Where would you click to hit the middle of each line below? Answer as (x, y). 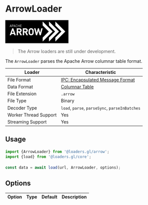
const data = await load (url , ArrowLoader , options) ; (63, 168)
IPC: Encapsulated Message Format (98, 79)
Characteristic (101, 72)
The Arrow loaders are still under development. (67, 51)
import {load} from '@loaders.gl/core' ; (48, 157)
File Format (19, 79)
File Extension (22, 94)
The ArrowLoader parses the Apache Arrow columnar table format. (74, 61)
